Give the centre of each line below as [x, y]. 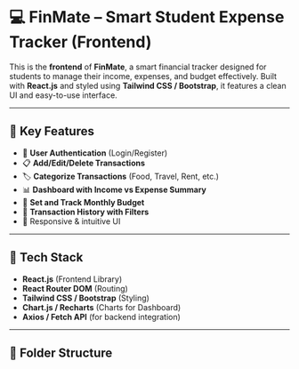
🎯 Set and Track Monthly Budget [83, 202]
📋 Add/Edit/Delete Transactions [83, 163]
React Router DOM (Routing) [75, 288]
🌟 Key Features [52, 131]
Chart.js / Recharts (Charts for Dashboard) [101, 307]
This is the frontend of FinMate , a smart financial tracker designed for [138, 67]
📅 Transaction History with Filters [85, 212]
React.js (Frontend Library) [72, 279]
